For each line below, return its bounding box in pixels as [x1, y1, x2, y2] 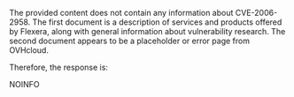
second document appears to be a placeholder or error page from [9, 35, 251, 46]
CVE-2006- [235, 8, 278, 18]
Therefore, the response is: [9, 62, 109, 72]
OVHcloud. [9, 45, 49, 56]
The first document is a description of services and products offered [32, 17, 282, 27]
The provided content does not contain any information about [9, 8, 234, 18]
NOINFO [9, 79, 40, 89]
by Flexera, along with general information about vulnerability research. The [9, 26, 286, 36]
